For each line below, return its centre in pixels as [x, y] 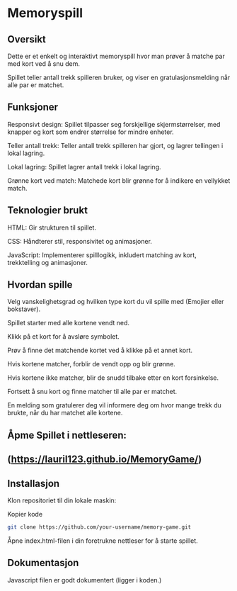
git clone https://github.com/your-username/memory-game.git [99, 527]
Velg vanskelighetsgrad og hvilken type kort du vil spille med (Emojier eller [116, 302]
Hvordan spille [40, 285]
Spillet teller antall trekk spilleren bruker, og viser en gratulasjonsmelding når [119, 77]
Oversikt [27, 39]
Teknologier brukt [48, 210]
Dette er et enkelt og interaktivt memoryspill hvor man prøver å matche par [116, 56]
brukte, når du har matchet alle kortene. [65, 413]
